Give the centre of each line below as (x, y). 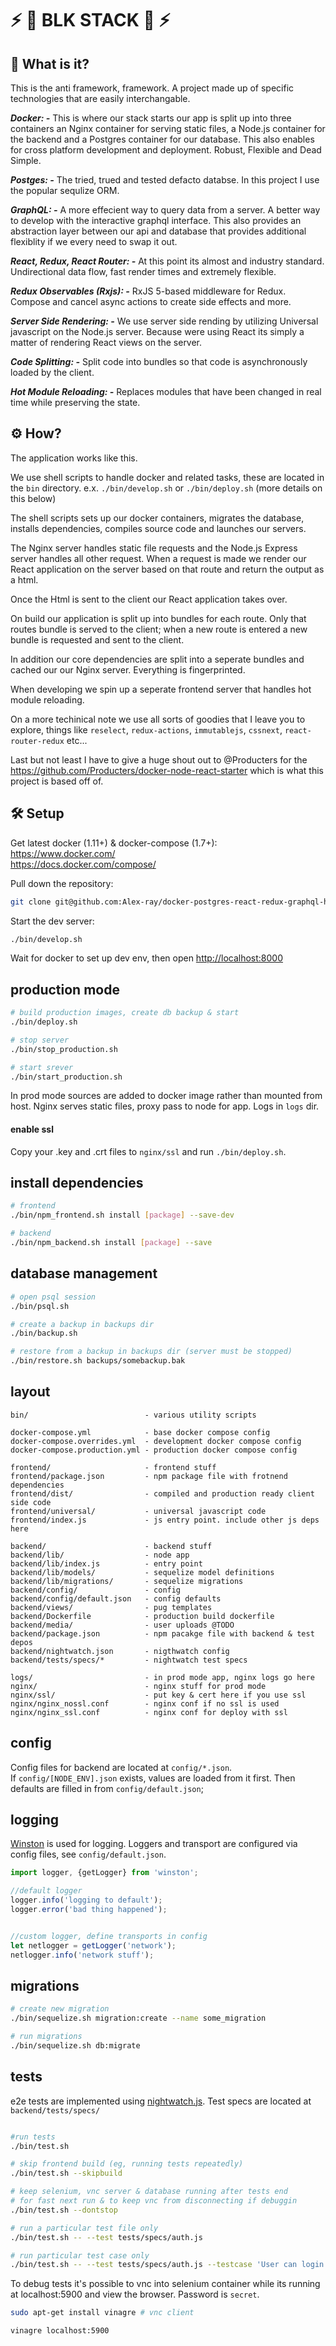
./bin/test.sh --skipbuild (66, 2173)
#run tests (33, 2137)
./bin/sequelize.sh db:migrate (75, 2046)
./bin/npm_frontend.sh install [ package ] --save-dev (122, 1215)
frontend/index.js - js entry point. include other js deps (165, 1520)
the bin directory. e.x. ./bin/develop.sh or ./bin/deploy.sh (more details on (166, 488)
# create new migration (60, 2009)
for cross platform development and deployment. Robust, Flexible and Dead (166, 150)
